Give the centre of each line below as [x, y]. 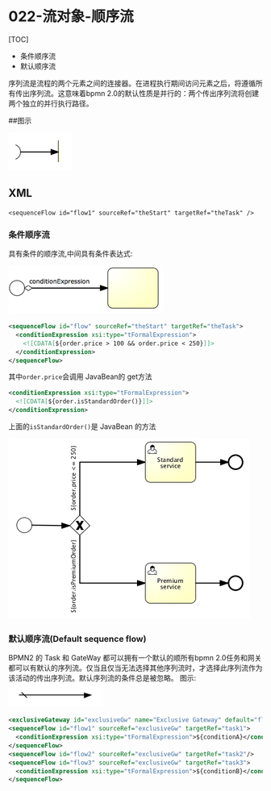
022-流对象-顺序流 [71, 17]
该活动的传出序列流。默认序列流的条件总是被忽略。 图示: [102, 678]
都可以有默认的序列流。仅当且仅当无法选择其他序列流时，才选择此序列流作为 [135, 668]
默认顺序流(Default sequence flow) [77, 639]
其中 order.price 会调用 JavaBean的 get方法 [80, 377]
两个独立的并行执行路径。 [51, 103]
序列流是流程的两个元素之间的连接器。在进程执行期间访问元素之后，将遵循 [132, 83]
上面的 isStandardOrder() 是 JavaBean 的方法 [82, 427]
